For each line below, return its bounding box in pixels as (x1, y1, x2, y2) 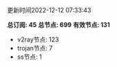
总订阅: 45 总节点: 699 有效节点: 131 (7, 21, 110, 29)
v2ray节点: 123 (17, 35, 59, 44)
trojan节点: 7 (17, 44, 53, 52)
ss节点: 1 (17, 52, 43, 61)
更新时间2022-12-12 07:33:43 (7, 6, 92, 14)
